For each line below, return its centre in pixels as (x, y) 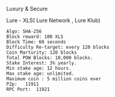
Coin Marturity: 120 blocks (42, 52)
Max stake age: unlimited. (40, 74)
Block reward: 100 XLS (35, 37)
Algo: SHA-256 (24, 31)
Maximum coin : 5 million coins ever (54, 79)
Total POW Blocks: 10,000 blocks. (50, 58)
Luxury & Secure (27, 9)
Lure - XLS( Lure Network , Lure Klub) (54, 20)
